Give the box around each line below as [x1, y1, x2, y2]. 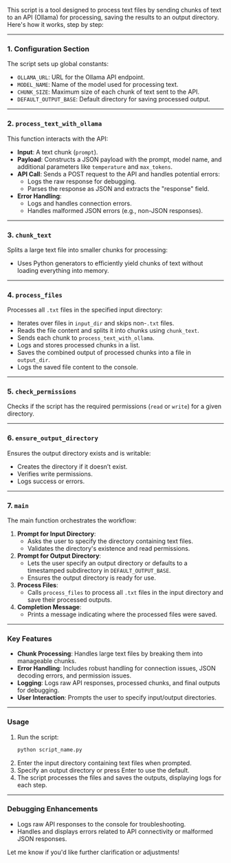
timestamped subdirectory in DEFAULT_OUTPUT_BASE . [27, 567, 171, 575]
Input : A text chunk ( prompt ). [16, 148, 98, 156]
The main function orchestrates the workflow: [7, 516, 137, 525]
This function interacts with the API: [7, 134, 109, 143]
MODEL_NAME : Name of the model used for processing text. [16, 81, 179, 89]
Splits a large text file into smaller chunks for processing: [7, 245, 168, 254]
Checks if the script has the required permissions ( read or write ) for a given [7, 403, 222, 411]
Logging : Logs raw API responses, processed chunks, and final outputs [16, 679, 221, 687]
